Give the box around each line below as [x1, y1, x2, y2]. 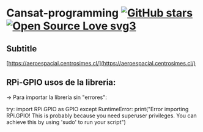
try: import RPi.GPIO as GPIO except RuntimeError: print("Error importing [6, 105, 189, 112]
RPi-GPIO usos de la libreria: [6, 77, 116, 88]
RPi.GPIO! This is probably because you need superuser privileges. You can [6, 112, 197, 119]
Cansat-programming [6, 6, 119, 20]
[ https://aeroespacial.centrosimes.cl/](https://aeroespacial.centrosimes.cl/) [6, 60, 196, 67]
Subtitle [6, 43, 37, 54]
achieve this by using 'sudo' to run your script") [6, 118, 127, 125]
